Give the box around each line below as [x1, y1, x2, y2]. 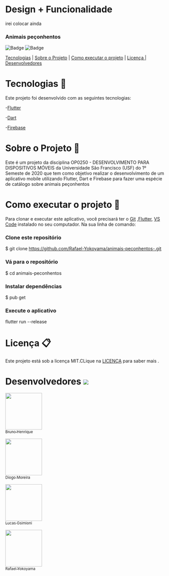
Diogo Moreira [5, 475, 31, 481]
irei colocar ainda [5, 20, 42, 27]
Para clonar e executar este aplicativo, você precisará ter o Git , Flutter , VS [5, 216, 160, 222]
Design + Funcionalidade [5, 4, 113, 15]
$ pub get [5, 294, 26, 300]
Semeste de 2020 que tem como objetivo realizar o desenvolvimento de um [5, 170, 164, 177]
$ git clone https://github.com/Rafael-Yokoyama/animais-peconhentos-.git [5, 246, 162, 252]
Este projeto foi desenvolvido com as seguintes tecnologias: [5, 95, 131, 101]
